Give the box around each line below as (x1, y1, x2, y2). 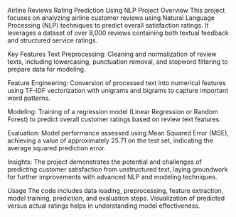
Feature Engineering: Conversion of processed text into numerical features (7, 79, 226, 87)
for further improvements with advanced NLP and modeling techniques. (7, 173, 218, 181)
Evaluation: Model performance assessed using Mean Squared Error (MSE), (7, 129, 230, 137)
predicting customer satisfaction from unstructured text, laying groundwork (7, 165, 228, 173)
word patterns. (7, 94, 51, 102)
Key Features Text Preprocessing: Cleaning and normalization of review (7, 50, 217, 58)
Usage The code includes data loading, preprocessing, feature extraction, (7, 187, 224, 194)
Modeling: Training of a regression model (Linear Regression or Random (7, 108, 218, 116)
